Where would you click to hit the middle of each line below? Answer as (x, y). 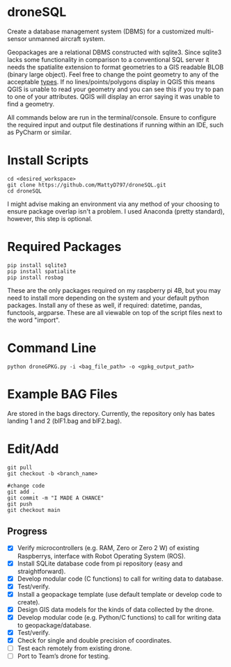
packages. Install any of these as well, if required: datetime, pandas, (105, 305)
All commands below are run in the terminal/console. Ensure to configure (112, 117)
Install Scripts (48, 160)
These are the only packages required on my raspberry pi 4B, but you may (114, 290)
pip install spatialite (42, 271)
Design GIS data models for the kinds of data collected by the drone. (115, 609)
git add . (22, 492)
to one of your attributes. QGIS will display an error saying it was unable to (114, 96)
